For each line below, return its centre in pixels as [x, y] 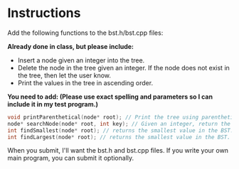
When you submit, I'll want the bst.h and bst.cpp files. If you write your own [118, 151]
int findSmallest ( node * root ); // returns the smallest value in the [113, 130]
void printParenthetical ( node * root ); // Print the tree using [103, 117]
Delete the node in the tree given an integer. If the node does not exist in [123, 67]
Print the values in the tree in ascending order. [85, 82]
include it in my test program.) [53, 104]
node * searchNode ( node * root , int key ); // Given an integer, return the [119, 124]
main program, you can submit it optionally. [71, 158]
